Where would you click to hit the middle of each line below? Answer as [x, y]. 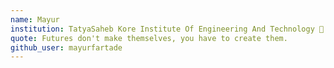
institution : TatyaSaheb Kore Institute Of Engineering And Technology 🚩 [167, 29]
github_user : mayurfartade [66, 47]
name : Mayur [35, 19]
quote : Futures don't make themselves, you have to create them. [149, 38]
